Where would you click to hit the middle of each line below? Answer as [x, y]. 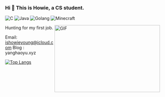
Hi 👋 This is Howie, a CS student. [45, 8]
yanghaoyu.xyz [21, 53]
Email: [11, 37]
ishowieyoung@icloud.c [29, 42]
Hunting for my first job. [29, 28]
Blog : [18, 48]
